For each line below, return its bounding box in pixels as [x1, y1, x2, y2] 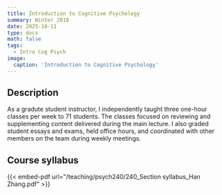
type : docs [7, 29, 39, 37]
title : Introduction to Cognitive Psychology [7, 10, 140, 17]
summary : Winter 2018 [7, 17, 70, 23]
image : [7, 55, 26, 62]
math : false [7, 36, 41, 43]
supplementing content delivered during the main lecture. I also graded [7, 120, 209, 128]
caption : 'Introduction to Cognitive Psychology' [13, 61, 159, 68]
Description [7, 87, 59, 99]
